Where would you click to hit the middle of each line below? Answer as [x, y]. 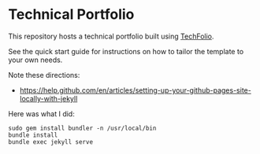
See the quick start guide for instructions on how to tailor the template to [126, 51]
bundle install [33, 135]
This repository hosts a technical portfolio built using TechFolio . [111, 36]
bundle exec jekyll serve [50, 142]
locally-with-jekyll [48, 98]
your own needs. [35, 60]
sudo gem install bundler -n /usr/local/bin [82, 128]
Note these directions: [44, 75]
